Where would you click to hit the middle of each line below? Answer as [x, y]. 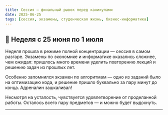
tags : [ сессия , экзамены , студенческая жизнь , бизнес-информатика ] [77, 19]
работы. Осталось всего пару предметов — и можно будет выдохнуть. [81, 102]
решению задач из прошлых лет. [40, 67]
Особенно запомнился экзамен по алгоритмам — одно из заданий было [83, 77]
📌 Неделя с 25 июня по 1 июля [54, 39]
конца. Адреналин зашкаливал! [39, 87]
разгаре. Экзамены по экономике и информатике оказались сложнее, [81, 57]
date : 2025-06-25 [23, 14]
